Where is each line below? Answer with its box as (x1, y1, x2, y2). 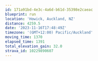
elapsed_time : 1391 (5, 39, 45, 44)
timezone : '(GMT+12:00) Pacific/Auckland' (5, 30, 93, 35)
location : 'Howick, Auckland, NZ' (5, 16, 76, 21)
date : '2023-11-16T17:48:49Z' (5, 26, 67, 30)
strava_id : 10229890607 (5, 48, 54, 53)
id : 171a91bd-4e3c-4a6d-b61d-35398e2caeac (5, 7, 93, 12)
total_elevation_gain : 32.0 (5, 44, 63, 49)
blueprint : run (5, 12, 36, 17)
